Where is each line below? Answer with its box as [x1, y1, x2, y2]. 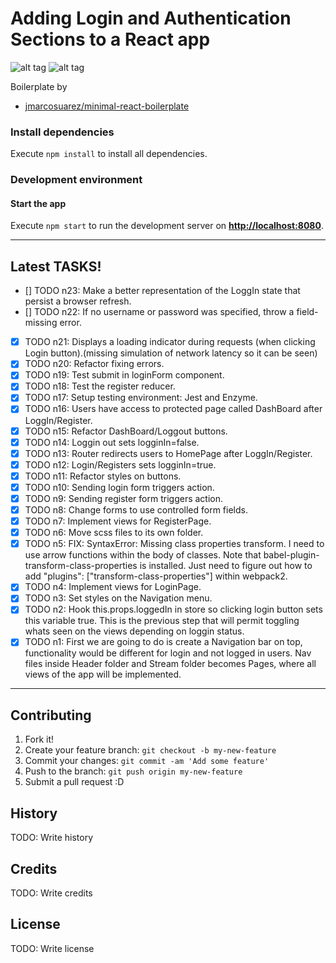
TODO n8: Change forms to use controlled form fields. [24, 503, 248, 516]
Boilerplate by [10, 80, 68, 92]
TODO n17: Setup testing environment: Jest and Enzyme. [24, 392, 258, 404]
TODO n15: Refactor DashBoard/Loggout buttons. [24, 425, 228, 437]
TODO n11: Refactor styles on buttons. [24, 470, 182, 482]
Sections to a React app [10, 28, 211, 51]
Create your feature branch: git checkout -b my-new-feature [24, 744, 277, 756]
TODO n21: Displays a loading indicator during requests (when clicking [24, 336, 316, 348]
